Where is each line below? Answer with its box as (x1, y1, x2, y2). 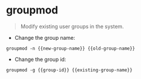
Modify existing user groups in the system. (20, 23, 125, 30)
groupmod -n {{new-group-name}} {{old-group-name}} (6, 45, 135, 51)
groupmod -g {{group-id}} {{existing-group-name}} (6, 67, 133, 73)
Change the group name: (14, 34, 75, 41)
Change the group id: (14, 56, 66, 63)
